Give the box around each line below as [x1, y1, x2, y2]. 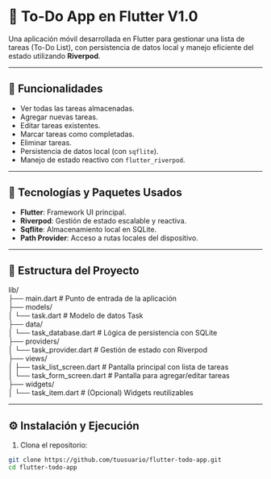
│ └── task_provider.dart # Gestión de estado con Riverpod [8, 345, 208, 355]
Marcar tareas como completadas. [19, 129, 135, 139]
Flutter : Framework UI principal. [19, 207, 127, 217]
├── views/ [8, 354, 48, 364]
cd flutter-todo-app [8, 464, 78, 472]
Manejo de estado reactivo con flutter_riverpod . [19, 155, 186, 165]
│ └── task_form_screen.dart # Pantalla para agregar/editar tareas [8, 371, 230, 381]
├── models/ [8, 302, 52, 312]
